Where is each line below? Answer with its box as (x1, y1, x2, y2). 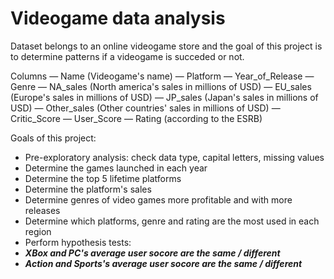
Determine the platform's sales (24, 183, 152, 195)
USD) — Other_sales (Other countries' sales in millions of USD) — (10, 102, 281, 114)
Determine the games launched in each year (24, 162, 208, 174)
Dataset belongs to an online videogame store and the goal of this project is (10, 40, 323, 52)
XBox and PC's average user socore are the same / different (24, 247, 281, 259)
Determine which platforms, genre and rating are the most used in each (24, 215, 320, 227)
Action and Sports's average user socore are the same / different (24, 257, 303, 269)
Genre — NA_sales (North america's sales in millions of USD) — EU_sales (10, 80, 312, 92)
